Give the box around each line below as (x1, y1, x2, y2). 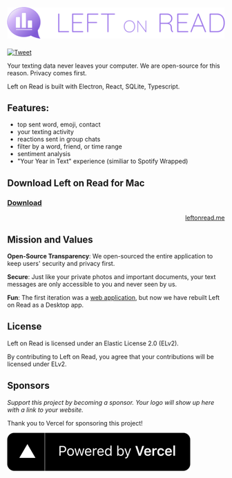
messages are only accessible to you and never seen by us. (7, 280, 177, 288)
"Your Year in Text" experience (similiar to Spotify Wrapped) (17, 157, 188, 166)
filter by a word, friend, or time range (17, 142, 122, 151)
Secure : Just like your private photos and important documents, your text (7, 272, 216, 280)
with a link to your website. (7, 405, 84, 414)
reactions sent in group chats (17, 135, 101, 144)
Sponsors (7, 380, 50, 392)
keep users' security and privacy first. (7, 259, 115, 267)
